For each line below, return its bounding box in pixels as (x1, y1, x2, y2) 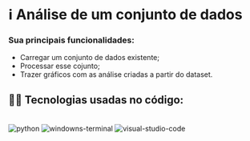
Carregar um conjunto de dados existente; (19, 53, 160, 62)
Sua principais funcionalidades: (8, 34, 135, 46)
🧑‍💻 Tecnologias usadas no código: (8, 93, 184, 107)
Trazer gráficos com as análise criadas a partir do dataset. (19, 70, 213, 79)
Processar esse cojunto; (19, 61, 100, 71)
